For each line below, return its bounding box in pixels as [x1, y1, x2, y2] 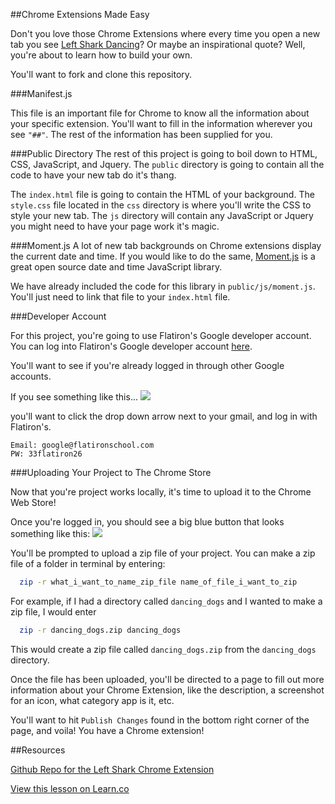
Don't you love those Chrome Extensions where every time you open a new [10, 28, 321, 39]
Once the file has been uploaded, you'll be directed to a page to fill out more [10, 673, 325, 685]
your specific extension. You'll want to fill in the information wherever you [10, 118, 313, 129]
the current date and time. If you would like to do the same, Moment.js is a [10, 250, 316, 262]
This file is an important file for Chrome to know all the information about [10, 107, 310, 119]
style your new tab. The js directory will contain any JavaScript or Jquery [10, 210, 314, 221]
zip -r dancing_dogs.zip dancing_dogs [19, 625, 182, 635]
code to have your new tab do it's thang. [10, 169, 177, 181]
